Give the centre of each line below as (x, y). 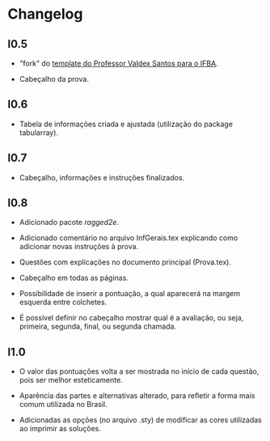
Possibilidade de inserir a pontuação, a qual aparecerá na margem (130, 294)
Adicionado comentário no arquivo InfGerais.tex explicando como (129, 238)
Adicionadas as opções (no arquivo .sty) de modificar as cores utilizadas (140, 420)
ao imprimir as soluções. (60, 429)
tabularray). (38, 132)
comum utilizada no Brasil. (63, 405)
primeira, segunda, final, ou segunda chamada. (98, 327)
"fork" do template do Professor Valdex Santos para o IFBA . (119, 63)
